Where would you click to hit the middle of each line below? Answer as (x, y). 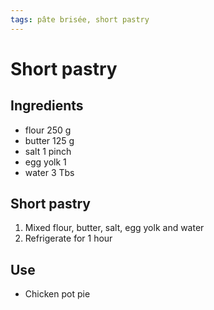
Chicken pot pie (57, 294)
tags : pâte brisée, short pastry (80, 19)
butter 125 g (49, 140)
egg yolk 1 (45, 162)
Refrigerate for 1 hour (68, 238)
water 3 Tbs (49, 172)
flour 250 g (48, 130)
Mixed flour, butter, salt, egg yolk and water (114, 228)
